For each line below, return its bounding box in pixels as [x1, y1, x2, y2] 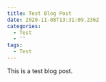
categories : [7, 23, 41, 29]
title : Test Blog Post [7, 10, 72, 17]
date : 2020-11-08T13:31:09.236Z [7, 16, 99, 23]
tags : [7, 42, 23, 49]
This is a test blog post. [7, 66, 73, 75]
